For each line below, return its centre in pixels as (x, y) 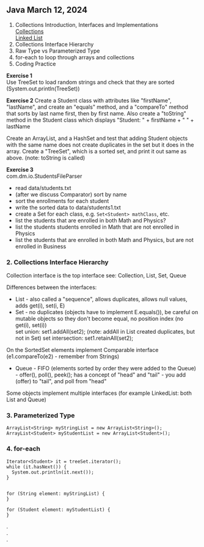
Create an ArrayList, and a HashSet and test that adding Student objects (97, 138)
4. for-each (24, 449)
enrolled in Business (41, 246)
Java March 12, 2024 (47, 10)
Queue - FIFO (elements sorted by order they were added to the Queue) (106, 369)
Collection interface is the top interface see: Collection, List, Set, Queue (96, 276)
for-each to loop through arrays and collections (75, 57)
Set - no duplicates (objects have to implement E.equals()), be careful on (107, 312)
